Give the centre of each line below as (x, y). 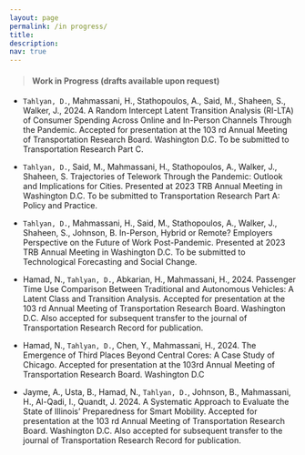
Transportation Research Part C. (83, 149)
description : (34, 43)
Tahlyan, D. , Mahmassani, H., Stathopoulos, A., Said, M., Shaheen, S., (154, 101)
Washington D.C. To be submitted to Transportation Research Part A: (151, 196)
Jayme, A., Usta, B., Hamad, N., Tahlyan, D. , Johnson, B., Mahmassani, (157, 392)
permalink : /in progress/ (58, 26)
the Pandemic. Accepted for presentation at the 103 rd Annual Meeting (155, 130)
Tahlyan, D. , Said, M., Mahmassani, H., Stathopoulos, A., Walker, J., (150, 167)
